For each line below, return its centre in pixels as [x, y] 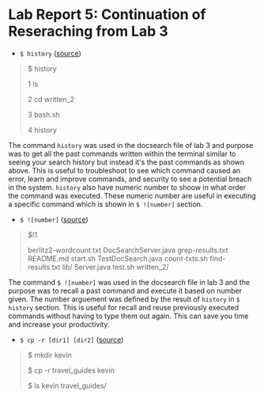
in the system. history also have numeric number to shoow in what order [127, 187]
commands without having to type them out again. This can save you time [128, 316]
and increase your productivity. [59, 324]
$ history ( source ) [50, 53]
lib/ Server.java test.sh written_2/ [115, 267]
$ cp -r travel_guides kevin [71, 370]
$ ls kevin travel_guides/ [67, 385]
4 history [42, 130]
